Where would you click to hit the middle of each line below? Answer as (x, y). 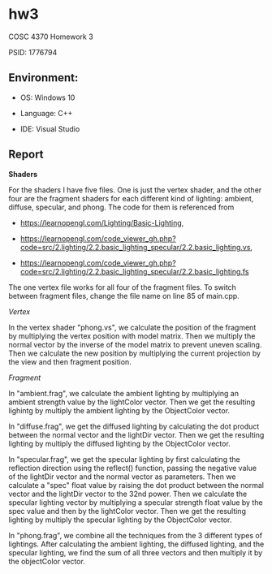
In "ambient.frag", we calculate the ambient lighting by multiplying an (124, 393)
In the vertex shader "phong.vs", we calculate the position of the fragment (132, 327)
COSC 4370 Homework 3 (51, 37)
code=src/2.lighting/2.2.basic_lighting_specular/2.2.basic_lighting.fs (134, 271)
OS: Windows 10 (47, 97)
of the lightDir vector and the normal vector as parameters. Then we (122, 477)
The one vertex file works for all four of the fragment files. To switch (123, 287)
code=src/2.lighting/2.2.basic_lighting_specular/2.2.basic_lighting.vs (135, 247)
